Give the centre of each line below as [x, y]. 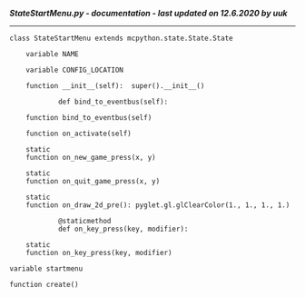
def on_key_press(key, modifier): [123, 229]
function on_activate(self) [79, 134]
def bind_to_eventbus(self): [113, 102]
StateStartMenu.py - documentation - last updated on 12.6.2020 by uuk [148, 13]
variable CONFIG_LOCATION [75, 70]
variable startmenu [46, 269]
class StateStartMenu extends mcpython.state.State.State [121, 38]
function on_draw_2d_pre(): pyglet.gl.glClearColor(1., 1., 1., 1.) [158, 205]
